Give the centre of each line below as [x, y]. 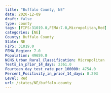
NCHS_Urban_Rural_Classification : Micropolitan [55, 60]
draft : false [18, 19]
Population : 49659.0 [26, 55]
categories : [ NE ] [23, 32]
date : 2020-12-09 [23, 14]
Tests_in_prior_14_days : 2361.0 [38, 64]
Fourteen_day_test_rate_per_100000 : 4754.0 [51, 69]
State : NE [15, 42]
